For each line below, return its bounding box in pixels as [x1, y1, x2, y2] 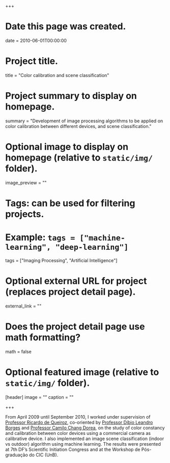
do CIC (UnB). [29, 452, 59, 458]
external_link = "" [5, 303, 42, 309]
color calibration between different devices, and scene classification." [5, 123, 152, 129]
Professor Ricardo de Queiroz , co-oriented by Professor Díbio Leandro [5, 419, 153, 425]
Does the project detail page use [5, 321, 145, 332]
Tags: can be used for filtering [5, 197, 135, 209]
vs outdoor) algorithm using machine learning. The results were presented [5, 441, 161, 447]
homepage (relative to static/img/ [5, 152, 153, 163]
